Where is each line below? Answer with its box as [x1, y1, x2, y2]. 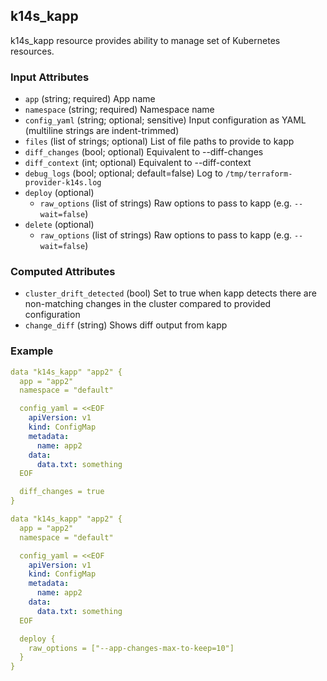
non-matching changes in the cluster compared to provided [24, 298, 272, 310]
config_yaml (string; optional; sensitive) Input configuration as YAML [24, 114, 307, 126]
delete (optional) [24, 219, 95, 231]
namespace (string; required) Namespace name [24, 104, 215, 116]
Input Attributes [10, 70, 90, 84]
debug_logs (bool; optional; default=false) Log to [24, 167, 223, 179]
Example [10, 344, 54, 358]
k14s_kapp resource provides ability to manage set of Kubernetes [10, 34, 281, 46]
